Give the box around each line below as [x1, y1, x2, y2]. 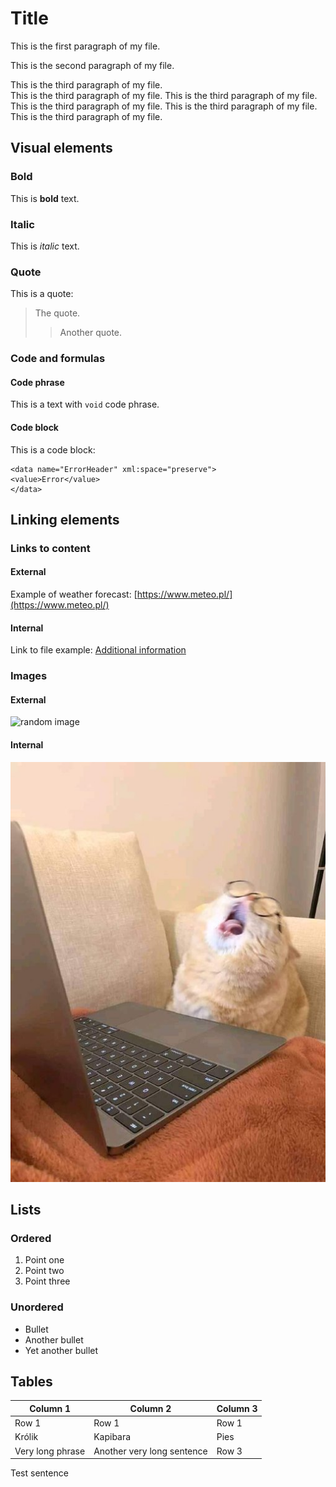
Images [10, 669, 48, 683]
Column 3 [216, 1402, 258, 1414]
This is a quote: [10, 288, 74, 300]
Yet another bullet [24, 1344, 99, 1356]
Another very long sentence [93, 1445, 208, 1457]
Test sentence [10, 1467, 69, 1479]
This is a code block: [10, 443, 96, 456]
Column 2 [129, 1402, 172, 1414]
